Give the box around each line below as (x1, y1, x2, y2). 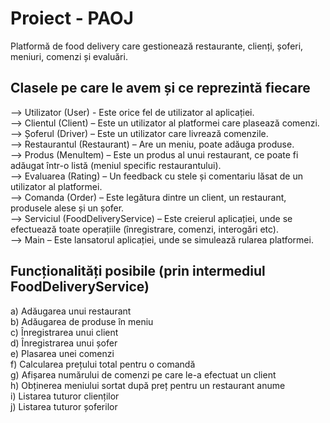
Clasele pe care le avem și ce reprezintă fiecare (10, 80, 311, 97)
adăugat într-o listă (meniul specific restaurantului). (10, 159, 222, 171)
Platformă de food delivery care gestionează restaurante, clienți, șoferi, (10, 40, 304, 52)
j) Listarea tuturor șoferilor (10, 400, 118, 412)
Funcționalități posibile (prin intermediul (10, 263, 266, 280)
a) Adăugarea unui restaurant (10, 305, 132, 317)
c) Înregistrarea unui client (10, 326, 119, 338)
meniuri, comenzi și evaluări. (10, 50, 128, 62)
